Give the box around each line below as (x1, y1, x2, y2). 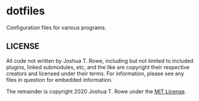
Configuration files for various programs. (6, 24, 106, 31)
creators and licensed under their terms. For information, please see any (6, 70, 184, 77)
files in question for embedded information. (6, 76, 113, 83)
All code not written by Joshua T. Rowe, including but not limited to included (6, 57, 194, 64)
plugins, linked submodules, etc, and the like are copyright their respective (6, 63, 190, 71)
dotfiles (6, 4, 45, 18)
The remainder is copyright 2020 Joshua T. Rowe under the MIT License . (6, 88, 186, 95)
